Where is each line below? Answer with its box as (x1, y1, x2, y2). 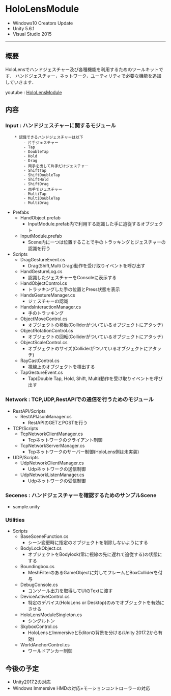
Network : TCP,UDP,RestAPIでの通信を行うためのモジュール (5, 396, 154, 403)
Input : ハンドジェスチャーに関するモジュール (5, 122, 116, 129)
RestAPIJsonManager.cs (20, 413, 72, 419)
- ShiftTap (23, 168, 47, 173)
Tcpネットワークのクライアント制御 (27, 437, 103, 443)
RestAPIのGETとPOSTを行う (27, 419, 88, 425)
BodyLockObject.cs (20, 545, 62, 551)
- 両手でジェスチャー (23, 187, 63, 192)
